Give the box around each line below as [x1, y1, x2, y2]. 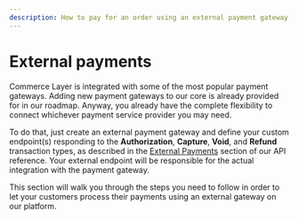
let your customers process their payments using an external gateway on [9, 191, 277, 201]
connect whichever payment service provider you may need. [9, 109, 232, 120]
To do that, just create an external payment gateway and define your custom [9, 126, 289, 137]
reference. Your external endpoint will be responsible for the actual [9, 155, 254, 166]
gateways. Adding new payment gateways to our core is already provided [9, 90, 279, 101]
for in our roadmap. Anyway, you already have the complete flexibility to [9, 100, 273, 110]
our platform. [9, 200, 57, 211]
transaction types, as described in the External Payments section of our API [9, 145, 286, 156]
